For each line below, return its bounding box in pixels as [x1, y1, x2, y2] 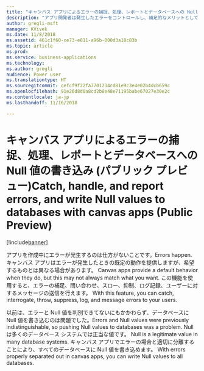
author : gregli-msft [6, 20, 59, 26]
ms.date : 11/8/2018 [6, 32, 56, 38]
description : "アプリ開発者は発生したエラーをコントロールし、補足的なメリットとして [6, 15, 199, 21]
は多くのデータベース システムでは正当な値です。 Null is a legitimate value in [6, 330, 198, 337]
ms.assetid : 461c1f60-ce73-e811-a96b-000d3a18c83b [6, 37, 138, 43]
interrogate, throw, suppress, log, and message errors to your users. [6, 296, 178, 303]
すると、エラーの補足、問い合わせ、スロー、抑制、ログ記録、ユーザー [11, 281, 188, 289]
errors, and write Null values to [6, 192, 166, 206]
